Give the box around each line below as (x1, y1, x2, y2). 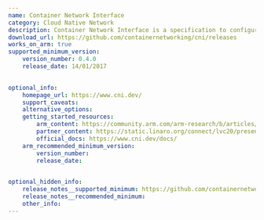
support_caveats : (22, 99, 79, 106)
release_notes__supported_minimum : (22, 186, 139, 193)
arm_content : (36, 121, 79, 128)
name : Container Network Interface (8, 11, 125, 20)
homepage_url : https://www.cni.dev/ (22, 91, 143, 99)
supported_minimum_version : (8, 48, 101, 56)
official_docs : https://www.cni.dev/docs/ (36, 135, 178, 142)
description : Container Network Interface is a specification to (8, 26, 226, 34)
